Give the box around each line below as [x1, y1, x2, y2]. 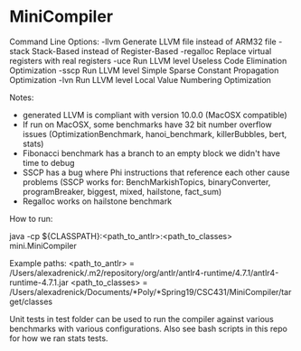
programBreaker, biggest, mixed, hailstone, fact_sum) [22, 186, 222, 197]
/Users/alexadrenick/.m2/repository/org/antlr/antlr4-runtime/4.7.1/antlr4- [9, 267, 279, 278]
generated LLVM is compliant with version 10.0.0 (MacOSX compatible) [22, 109, 287, 120]
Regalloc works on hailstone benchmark [22, 196, 173, 207]
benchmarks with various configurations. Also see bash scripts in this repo [9, 323, 287, 334]
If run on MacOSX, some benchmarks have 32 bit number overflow [22, 119, 273, 130]
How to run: [9, 213, 53, 224]
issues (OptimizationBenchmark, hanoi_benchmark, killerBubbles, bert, [22, 128, 287, 139]
